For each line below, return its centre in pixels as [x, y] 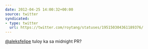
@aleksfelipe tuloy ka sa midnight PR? [43, 41]
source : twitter [22, 14]
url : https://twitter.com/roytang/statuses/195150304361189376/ [76, 28]
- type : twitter [22, 23]
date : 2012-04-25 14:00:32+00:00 [39, 9]
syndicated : [17, 18]
